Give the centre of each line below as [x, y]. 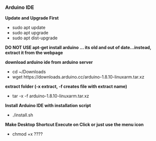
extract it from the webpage [34, 53]
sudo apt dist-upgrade [35, 38]
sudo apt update [29, 28]
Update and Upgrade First [32, 18]
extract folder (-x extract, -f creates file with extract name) [66, 86]
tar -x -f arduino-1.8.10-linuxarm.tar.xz [51, 96]
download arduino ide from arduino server [49, 62]
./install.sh [23, 115]
